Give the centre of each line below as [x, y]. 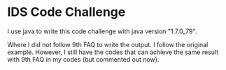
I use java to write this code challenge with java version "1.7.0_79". [102, 31]
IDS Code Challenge [66, 12]
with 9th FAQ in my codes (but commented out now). [83, 59]
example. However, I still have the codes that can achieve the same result [113, 52]
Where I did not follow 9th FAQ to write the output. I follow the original [108, 44]
